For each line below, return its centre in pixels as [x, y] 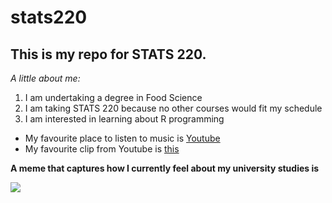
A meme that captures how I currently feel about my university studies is [165, 168]
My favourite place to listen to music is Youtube [122, 138]
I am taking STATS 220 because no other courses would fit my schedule [173, 108]
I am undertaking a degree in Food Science [113, 97]
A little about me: [45, 78]
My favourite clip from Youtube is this [102, 149]
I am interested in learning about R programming [124, 119]
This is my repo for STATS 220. [108, 54]
